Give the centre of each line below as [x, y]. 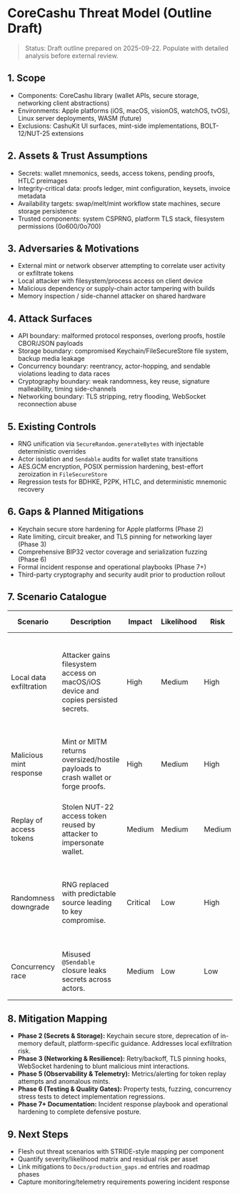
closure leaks [84, 970]
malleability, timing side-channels [67, 389]
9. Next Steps [38, 1134]
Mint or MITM [84, 742]
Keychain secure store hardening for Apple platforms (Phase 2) [110, 529]
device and [80, 691]
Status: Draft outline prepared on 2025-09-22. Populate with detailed [126, 48]
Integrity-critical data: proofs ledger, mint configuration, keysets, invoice [124, 188]
